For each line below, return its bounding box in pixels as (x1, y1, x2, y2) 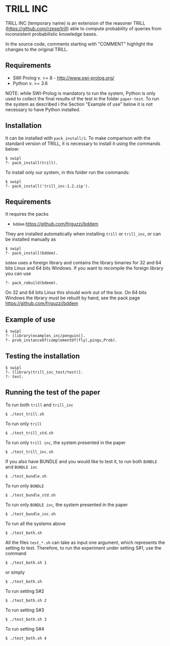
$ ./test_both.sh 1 (5, 560, 47, 565)
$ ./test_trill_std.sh (5, 430, 54, 435)
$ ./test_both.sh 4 (5, 636, 47, 641)
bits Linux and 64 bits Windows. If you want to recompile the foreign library (5, 265, 163, 272)
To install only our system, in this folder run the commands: (5, 169, 130, 175)
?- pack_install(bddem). (5, 251, 58, 256)
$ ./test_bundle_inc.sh (5, 511, 56, 516)
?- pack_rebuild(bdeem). (5, 280, 58, 286)
